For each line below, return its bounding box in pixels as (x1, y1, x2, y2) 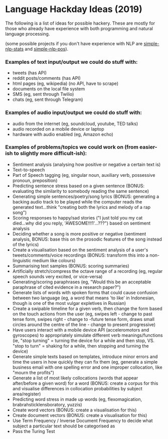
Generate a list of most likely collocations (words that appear (12, 375, 138, 381)
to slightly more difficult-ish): (14, 150, 87, 157)
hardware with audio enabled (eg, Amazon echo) (12, 131, 114, 137)
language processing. (5, 31, 50, 37)
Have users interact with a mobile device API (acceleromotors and (12, 326, 149, 333)
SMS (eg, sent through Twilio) (12, 91, 74, 97)
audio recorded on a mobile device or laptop (12, 126, 104, 132)
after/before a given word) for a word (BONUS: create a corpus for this (12, 380, 158, 386)
